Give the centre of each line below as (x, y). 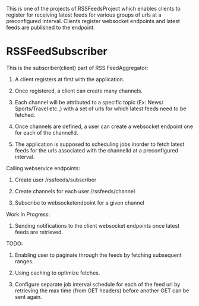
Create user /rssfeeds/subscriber (56, 180)
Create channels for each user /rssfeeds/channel (75, 191)
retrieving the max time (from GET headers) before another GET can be (102, 291)
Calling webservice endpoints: (43, 168)
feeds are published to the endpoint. (50, 27)
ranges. (24, 261)
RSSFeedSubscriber (57, 51)
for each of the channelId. (46, 132)
